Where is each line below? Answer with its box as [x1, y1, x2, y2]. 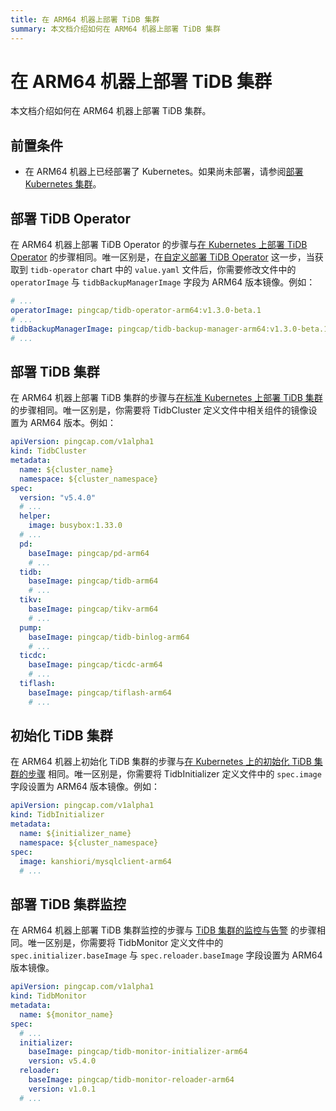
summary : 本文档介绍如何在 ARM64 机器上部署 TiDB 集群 [10, 24, 221, 34]
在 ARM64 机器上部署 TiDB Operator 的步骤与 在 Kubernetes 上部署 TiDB [10, 239, 308, 251]
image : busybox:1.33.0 [28, 521, 123, 531]
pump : [19, 622, 43, 633]
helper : [19, 511, 52, 521]
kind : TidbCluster [10, 446, 87, 456]
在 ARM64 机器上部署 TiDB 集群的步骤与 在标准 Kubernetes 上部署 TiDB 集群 [10, 392, 323, 404]
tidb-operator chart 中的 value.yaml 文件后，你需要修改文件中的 [29, 264, 297, 276]
